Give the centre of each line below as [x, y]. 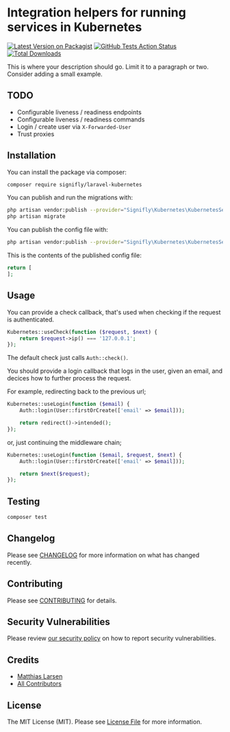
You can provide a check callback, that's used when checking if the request [114, 312]
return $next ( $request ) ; [55, 474]
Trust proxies [36, 134]
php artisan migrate [37, 217]
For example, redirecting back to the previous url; [77, 391]
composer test [27, 517]
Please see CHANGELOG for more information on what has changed [103, 555]
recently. [20, 562]
